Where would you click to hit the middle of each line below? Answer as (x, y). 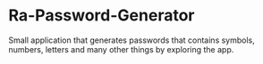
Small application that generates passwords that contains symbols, (132, 40)
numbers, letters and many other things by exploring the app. (121, 49)
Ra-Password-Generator (102, 16)
